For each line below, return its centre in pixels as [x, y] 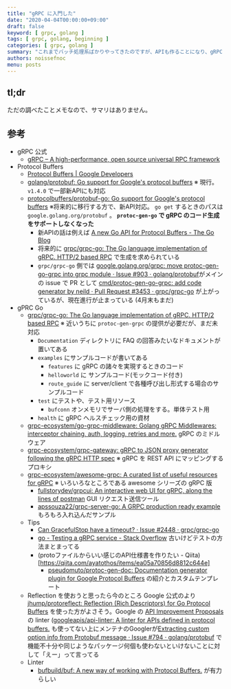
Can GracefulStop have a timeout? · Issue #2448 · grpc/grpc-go [129, 530]
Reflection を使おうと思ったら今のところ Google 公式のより [111, 595]
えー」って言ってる [73, 655]
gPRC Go [30, 308]
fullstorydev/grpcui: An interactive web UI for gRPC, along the [125, 491]
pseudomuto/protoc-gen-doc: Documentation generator [128, 570]
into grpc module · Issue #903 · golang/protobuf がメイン [143, 274]
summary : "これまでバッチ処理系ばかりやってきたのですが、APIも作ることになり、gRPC [115, 52]
